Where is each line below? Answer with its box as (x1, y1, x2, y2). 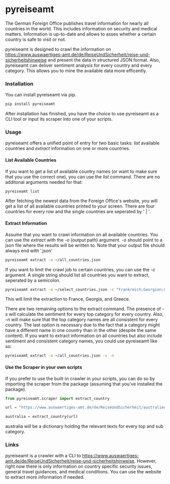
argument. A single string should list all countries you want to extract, (5, 272, 150, 278)
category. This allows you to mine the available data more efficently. (5, 67, 147, 74)
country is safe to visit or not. (5, 36, 66, 42)
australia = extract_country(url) (5, 414, 78, 419)
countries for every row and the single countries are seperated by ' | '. (5, 209, 151, 215)
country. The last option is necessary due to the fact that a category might (5, 322, 160, 328)
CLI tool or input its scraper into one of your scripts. (5, 116, 113, 122)
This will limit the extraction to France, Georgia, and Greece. (5, 296, 131, 302)
